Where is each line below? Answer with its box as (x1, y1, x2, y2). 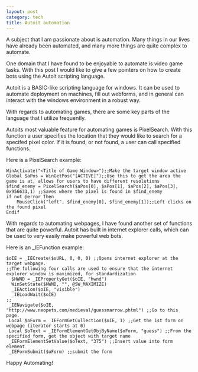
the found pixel (6, 204, 46, 211)
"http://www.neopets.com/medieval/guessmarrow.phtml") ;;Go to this (6, 307, 178, 313)
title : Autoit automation (6, 20, 70, 26)
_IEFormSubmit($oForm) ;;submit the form (8, 349, 112, 355)
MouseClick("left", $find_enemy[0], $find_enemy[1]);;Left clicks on (17, 199, 192, 205)
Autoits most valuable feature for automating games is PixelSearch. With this (6, 126, 193, 133)
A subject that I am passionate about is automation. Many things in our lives (6, 36, 190, 43)
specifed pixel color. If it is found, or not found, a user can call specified (6, 139, 181, 146)
